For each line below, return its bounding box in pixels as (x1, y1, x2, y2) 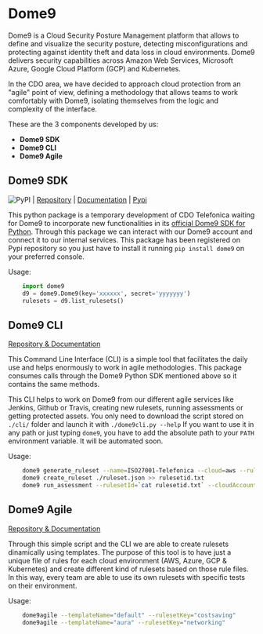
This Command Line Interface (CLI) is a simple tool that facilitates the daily (8, 355, 248, 364)
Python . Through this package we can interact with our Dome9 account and (8, 227, 253, 236)
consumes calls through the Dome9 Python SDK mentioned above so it (8, 371, 237, 381)
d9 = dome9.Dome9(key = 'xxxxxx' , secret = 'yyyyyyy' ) (22, 290, 191, 297)
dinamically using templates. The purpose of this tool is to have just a (8, 547, 232, 557)
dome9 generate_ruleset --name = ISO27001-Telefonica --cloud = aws (22, 467, 236, 475)
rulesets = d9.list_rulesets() (22, 297, 124, 304)
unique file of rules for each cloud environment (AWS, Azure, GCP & (8, 556, 227, 565)
